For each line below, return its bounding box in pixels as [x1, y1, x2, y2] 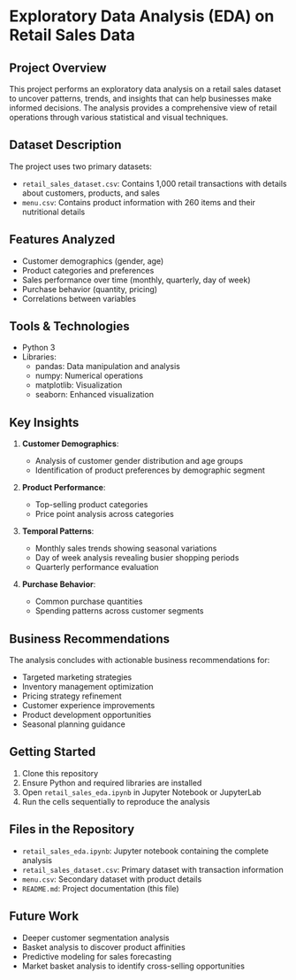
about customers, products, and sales [21, 188, 161, 198]
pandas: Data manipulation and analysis [34, 361, 181, 372]
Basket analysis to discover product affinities [21, 941, 186, 953]
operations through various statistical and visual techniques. [9, 112, 229, 122]
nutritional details [21, 206, 86, 217]
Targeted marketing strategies [21, 672, 133, 683]
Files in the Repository [9, 822, 135, 837]
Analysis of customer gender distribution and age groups [34, 456, 244, 467]
